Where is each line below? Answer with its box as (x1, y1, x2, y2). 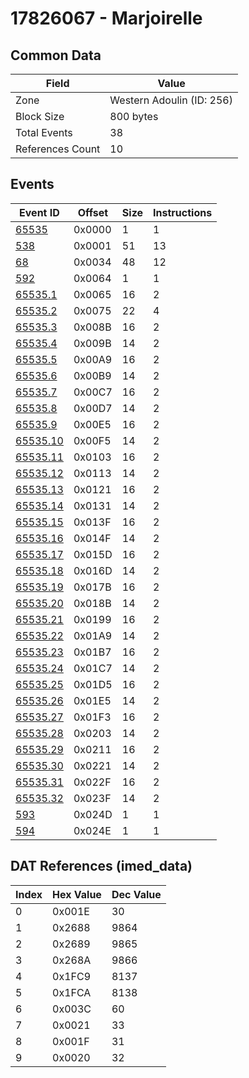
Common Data (10, 47, 102, 64)
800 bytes (109, 110, 159, 123)
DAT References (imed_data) (10, 858, 193, 875)
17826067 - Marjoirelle (10, 7, 203, 30)
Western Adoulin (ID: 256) (109, 93, 233, 107)
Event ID (19, 205, 60, 219)
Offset (77, 205, 109, 219)
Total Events (15, 126, 73, 139)
